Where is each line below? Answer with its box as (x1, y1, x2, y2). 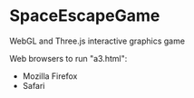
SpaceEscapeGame (9, 5, 160, 26)
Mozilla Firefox (22, 70, 78, 82)
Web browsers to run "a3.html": (9, 53, 128, 64)
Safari (22, 80, 45, 91)
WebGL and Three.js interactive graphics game (9, 35, 186, 46)
